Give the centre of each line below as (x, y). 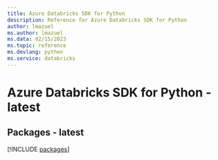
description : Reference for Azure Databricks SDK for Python (97, 20)
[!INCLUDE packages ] (38, 149)
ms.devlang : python (35, 52)
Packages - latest (46, 133)
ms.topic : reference (37, 46)
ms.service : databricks (42, 59)
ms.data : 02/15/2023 (37, 39)
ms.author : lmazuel (35, 33)
